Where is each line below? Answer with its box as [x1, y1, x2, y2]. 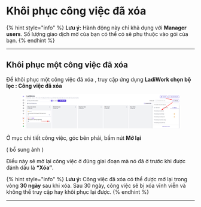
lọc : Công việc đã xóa [6, 82, 62, 89]
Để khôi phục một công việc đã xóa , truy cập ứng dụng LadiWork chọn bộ [6, 76, 191, 83]
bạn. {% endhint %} [6, 37, 55, 44]
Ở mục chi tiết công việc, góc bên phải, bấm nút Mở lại [6, 134, 142, 142]
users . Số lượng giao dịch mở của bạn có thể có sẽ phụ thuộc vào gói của [6, 30, 188, 37]
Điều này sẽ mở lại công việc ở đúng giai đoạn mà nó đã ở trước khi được [6, 157, 186, 164]
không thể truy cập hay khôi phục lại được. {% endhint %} [6, 188, 150, 196]
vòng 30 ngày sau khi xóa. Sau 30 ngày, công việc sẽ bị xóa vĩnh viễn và [6, 182, 187, 189]
